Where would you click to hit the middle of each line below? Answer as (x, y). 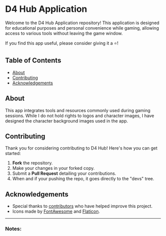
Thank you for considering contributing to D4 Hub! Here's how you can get (81, 148)
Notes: (13, 229)
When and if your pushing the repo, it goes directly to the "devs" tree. (83, 179)
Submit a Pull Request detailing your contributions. (64, 173)
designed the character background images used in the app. (67, 121)
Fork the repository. (32, 163)
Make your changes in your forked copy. (53, 168)
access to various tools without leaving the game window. (64, 33)
